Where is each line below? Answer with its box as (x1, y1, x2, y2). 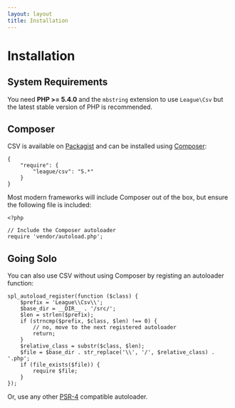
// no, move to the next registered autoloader (33, 324, 177, 331)
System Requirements (7, 76, 108, 88)
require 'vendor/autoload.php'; (7, 233, 103, 241)
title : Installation (7, 17, 69, 24)
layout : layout (7, 10, 53, 18)
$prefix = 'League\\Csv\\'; (20, 299, 103, 306)
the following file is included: (7, 201, 92, 209)
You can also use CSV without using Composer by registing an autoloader (7, 271, 224, 280)
